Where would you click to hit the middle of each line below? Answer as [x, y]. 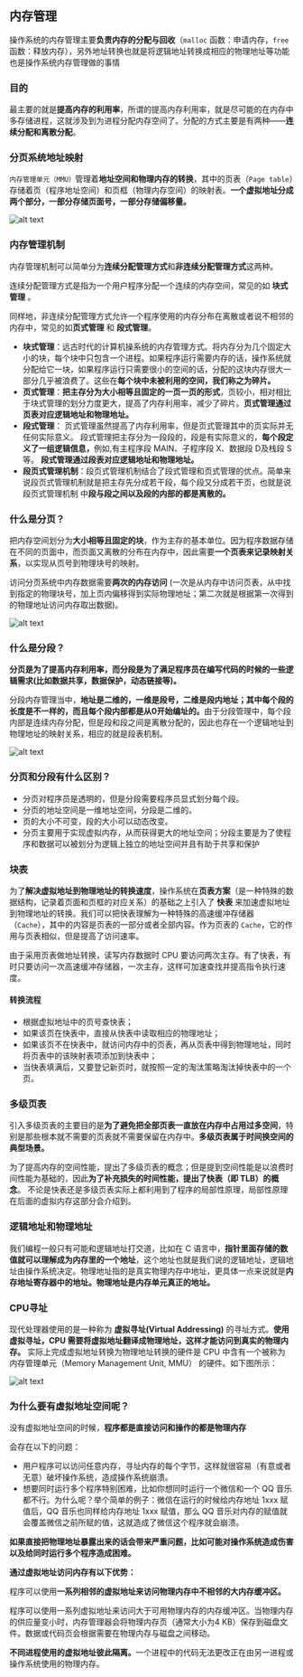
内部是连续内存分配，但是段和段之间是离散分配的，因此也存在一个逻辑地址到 [151, 722]
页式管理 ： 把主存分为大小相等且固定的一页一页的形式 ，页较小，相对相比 [156, 391]
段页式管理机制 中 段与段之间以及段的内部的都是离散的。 [126, 493]
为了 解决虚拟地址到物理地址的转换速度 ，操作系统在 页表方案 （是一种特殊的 [147, 890]
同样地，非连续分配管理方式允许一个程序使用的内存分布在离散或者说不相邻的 [151, 316]
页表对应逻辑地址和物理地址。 [78, 414]
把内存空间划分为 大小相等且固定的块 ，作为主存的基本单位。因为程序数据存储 [151, 540]
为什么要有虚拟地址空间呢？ [69, 1406]
